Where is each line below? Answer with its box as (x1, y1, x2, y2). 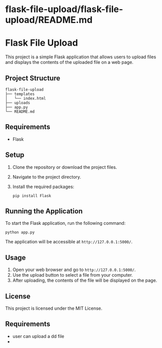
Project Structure (5, 74, 60, 82)
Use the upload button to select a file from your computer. (12, 272, 133, 278)
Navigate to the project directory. (12, 173, 82, 180)
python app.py (5, 230, 35, 235)
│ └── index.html (5, 96, 46, 101)
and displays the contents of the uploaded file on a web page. (5, 59, 134, 65)
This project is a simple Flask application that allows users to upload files (5, 54, 156, 60)
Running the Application (5, 207, 83, 215)
